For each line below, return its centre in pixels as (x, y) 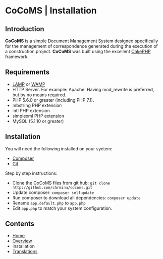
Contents (20, 224)
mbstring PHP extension (37, 105)
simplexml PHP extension (38, 116)
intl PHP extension (31, 110)
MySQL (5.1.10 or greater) (38, 121)
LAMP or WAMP (29, 84)
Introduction (25, 29)
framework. (17, 57)
